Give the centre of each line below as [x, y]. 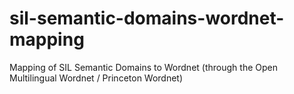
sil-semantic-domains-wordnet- [147, 18]
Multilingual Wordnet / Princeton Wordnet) [96, 78]
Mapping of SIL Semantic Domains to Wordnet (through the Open [143, 67]
